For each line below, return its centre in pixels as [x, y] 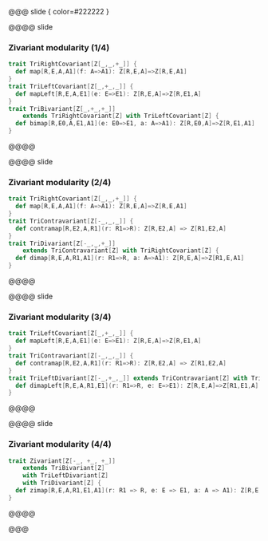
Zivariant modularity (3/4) [60, 317]
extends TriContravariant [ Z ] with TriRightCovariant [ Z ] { [121, 251]
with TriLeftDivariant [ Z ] [66, 476]
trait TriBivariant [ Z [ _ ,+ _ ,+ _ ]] [62, 109]
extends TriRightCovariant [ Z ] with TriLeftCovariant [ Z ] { [121, 116]
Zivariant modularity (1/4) [59, 47]
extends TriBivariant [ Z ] [64, 468]
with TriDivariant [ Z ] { [62, 483]
